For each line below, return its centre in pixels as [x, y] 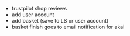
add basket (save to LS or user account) [60, 21]
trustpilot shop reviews [39, 8]
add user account [33, 15]
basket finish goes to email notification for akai [68, 27]
